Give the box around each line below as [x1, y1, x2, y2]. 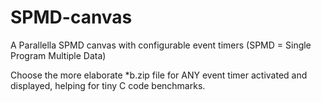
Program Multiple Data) [10, 49, 107, 61]
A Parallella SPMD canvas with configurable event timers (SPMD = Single [10, 39, 312, 51]
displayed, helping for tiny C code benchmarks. [10, 79, 206, 91]
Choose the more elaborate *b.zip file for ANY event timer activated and [10, 69, 308, 81]
